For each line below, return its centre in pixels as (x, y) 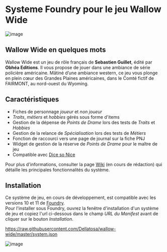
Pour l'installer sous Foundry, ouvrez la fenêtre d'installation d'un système (82, 209)
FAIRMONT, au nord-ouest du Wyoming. (47, 83)
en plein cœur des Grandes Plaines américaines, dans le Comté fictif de (80, 78)
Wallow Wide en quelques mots (56, 50)
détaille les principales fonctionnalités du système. (58, 170)
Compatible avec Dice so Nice (44, 155)
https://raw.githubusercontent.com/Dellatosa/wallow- (61, 229)
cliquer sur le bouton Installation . (39, 219)
